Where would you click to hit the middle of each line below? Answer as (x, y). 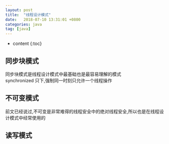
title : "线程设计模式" (28, 15)
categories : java (24, 24)
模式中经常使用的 (27, 117)
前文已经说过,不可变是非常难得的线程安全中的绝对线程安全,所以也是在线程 (82, 111)
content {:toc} (27, 43)
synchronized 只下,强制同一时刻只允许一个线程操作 (59, 80)
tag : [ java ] (18, 29)
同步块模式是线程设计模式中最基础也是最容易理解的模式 (63, 74)
